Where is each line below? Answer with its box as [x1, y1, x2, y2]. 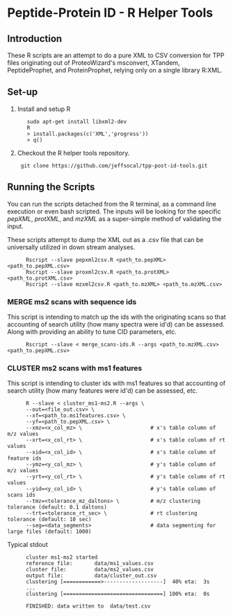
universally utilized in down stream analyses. [7, 243, 136, 251]
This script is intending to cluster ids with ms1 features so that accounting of [7, 379, 226, 388]
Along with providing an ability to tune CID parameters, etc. [7, 327, 177, 336]
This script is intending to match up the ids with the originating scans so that [7, 313, 226, 321]
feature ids [7, 455, 42, 462]
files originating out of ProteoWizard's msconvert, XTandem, [7, 59, 180, 67]
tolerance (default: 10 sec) [7, 516, 92, 523]
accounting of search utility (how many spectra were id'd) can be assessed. [7, 320, 225, 329]
